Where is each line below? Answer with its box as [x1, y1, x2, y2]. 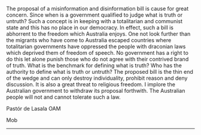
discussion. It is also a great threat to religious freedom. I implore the [6, 81, 175, 88]
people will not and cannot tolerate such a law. [6, 93, 121, 101]
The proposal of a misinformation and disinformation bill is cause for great [6, 5, 189, 12]
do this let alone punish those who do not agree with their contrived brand [6, 56, 189, 62]
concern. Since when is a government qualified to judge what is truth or [6, 11, 183, 18]
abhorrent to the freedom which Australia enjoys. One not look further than [6, 30, 191, 37]
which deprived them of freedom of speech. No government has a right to [6, 49, 188, 56]
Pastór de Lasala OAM [6, 105, 61, 112]
